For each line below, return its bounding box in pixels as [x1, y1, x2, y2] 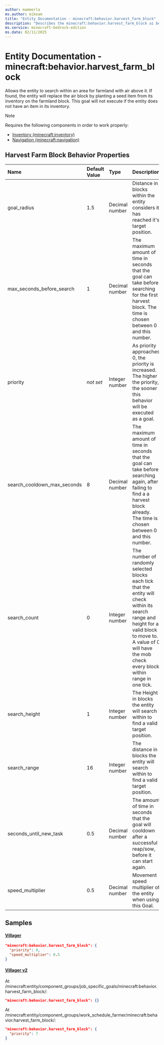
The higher [132, 372, 158, 379]
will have [132, 645, 153, 652]
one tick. [132, 681, 152, 688]
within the [132, 192, 155, 199]
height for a [132, 620, 159, 627]
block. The [132, 304, 157, 310]
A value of [132, 638, 156, 645]
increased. [132, 367, 157, 373]
